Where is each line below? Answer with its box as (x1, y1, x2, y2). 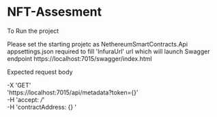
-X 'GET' (7, 81, 31, 89)
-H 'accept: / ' (7, 95, 45, 103)
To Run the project (7, 27, 59, 35)
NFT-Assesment (7, 4, 102, 20)
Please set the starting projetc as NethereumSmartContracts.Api (7, 40, 188, 48)
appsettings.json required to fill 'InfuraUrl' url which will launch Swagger (7, 47, 210, 55)
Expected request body (7, 68, 73, 76)
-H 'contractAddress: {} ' (7, 103, 77, 111)
